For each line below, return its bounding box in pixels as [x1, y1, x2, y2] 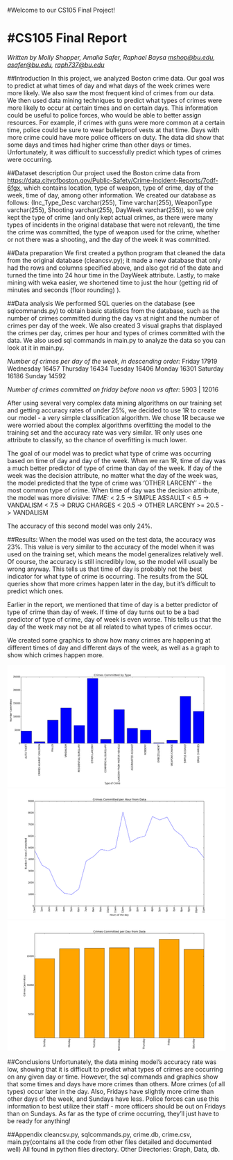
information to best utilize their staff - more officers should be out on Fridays [7, 1102, 226, 1111]
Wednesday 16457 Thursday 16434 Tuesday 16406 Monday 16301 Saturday [7, 364, 224, 373]
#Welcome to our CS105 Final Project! [7, 6, 116, 14]
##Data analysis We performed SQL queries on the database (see [7, 299, 196, 307]
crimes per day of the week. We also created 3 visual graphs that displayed [7, 321, 223, 330]
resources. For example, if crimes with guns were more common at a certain [7, 118, 225, 127]
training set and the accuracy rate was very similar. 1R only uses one [7, 428, 203, 437]
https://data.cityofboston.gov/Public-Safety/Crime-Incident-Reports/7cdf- [7, 176, 218, 184]
